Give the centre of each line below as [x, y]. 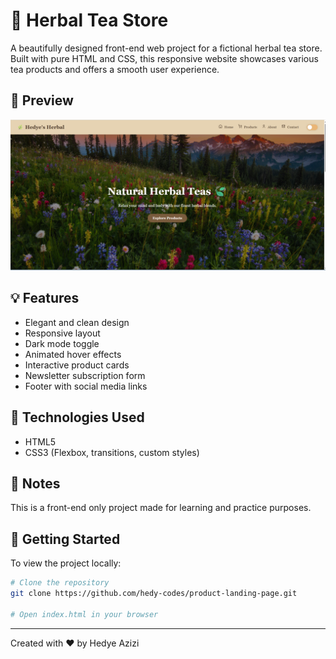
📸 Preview [42, 100]
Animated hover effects [73, 354]
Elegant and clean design [77, 322]
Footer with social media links [86, 386]
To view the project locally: [66, 563]
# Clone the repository [60, 583]
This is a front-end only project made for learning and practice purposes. [161, 508]
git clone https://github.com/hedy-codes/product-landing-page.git [154, 594]
